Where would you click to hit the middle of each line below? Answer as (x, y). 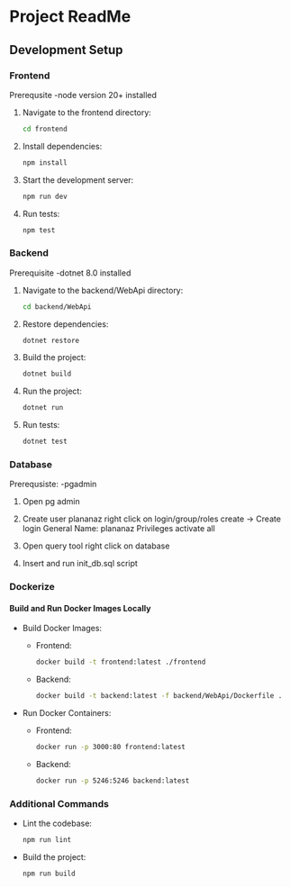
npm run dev (45, 196)
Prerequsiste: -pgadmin (53, 484)
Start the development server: (78, 180)
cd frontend (45, 129)
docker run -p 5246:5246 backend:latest (113, 781)
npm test (39, 230)
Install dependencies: (62, 146)
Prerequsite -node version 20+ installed (83, 95)
